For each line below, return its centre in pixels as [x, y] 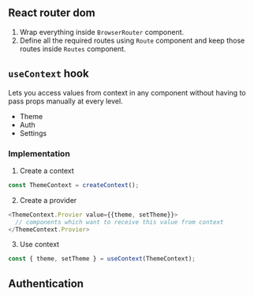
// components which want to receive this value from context [120, 222]
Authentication [46, 283]
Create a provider [48, 200]
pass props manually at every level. [66, 101]
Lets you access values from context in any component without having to [127, 92]
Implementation [39, 153]
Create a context [47, 170]
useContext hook [49, 74]
